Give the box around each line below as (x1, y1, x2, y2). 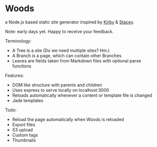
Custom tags (12, 132, 38, 138)
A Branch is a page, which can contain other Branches (12, 52, 122, 59)
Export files (12, 122, 36, 127)
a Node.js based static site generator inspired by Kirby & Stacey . (5, 19, 135, 25)
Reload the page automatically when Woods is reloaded (12, 116, 124, 122)
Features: (5, 72, 24, 78)
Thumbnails (12, 137, 36, 143)
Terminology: (5, 38, 32, 44)
